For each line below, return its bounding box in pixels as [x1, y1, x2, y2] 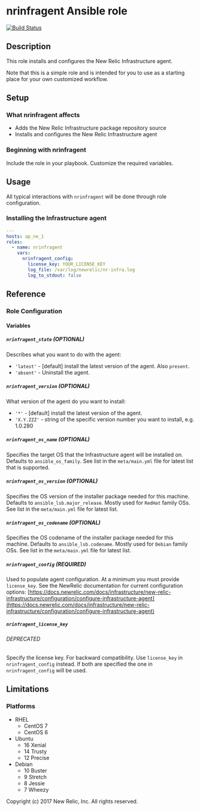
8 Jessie [23, 779, 45, 787]
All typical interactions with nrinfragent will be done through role [6, 193, 167, 200]
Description [6, 41, 51, 52]
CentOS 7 [23, 722, 48, 729]
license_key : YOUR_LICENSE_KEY [28, 261, 106, 268]
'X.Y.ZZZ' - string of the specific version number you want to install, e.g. [14, 415, 195, 423]
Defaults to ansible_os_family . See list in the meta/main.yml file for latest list [6, 457, 193, 465]
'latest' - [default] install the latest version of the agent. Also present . [14, 362, 190, 370]
